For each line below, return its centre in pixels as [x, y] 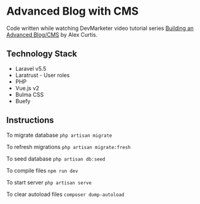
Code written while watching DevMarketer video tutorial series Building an [100, 28]
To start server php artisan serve [49, 182]
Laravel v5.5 [31, 68]
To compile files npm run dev [42, 170]
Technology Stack [42, 54]
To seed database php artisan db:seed [56, 158]
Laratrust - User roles [42, 75]
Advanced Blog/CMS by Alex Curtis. [52, 34]
